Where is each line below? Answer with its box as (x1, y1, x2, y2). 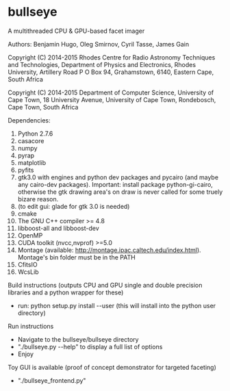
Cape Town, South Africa (8, 103, 79, 111)
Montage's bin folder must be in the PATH (17, 253, 136, 261)
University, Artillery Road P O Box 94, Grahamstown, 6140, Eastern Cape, (8, 68, 214, 76)
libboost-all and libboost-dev (17, 224, 100, 232)
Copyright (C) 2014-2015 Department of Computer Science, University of (8, 88, 214, 97)
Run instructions (8, 322, 54, 330)
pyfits (17, 166, 34, 174)
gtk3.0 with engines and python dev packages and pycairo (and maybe (17, 173, 218, 181)
